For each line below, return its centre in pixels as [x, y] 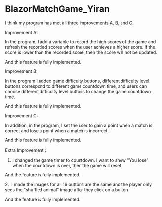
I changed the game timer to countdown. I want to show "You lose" [81, 160]
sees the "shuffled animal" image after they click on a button [67, 190]
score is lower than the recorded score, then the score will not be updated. [81, 52]
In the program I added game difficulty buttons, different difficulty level [77, 81]
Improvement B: [21, 71]
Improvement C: [21, 116]
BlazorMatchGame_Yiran [58, 9]
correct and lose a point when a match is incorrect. [57, 130]
